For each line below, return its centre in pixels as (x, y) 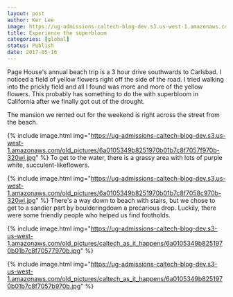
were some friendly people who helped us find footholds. (89, 215)
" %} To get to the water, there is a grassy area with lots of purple (129, 157)
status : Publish (31, 46)
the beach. (23, 122)
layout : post (26, 13)
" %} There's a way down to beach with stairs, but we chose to (126, 200)
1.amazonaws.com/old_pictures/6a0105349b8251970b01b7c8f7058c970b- (114, 193)
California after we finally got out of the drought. (76, 101)
